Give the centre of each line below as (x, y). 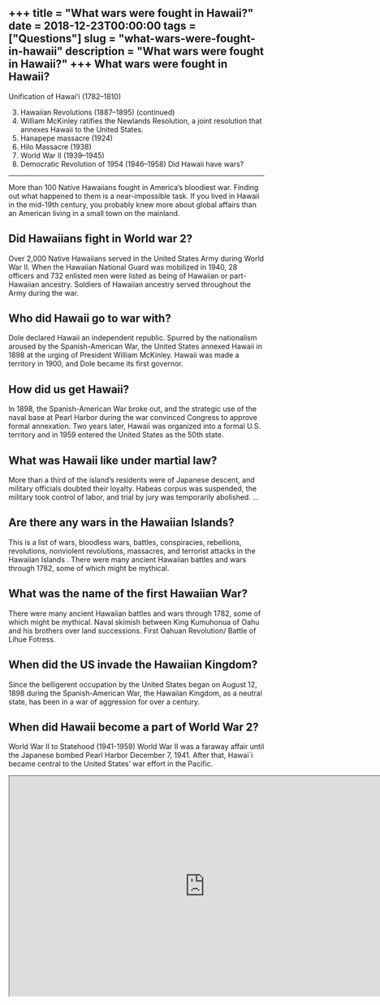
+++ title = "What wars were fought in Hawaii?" (131, 13)
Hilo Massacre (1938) (56, 146)
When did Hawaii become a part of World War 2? (134, 727)
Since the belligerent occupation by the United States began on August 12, (133, 684)
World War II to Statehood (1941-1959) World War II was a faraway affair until (136, 747)
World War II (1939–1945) (62, 155)
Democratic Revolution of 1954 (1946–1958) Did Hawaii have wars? (132, 164)
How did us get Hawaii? (69, 389)
